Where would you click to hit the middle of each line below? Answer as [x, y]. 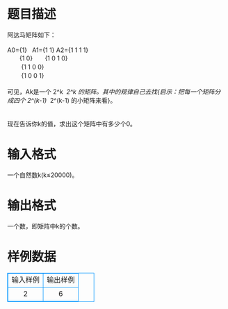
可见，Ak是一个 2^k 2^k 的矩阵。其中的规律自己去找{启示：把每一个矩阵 [111, 92]
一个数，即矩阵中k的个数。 [46, 226]
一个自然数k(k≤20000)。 [43, 175]
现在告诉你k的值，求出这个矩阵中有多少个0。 [72, 124]
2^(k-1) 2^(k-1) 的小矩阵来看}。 [72, 100]
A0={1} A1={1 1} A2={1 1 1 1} [48, 50]
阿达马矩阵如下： [32, 35]
